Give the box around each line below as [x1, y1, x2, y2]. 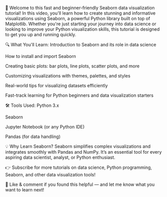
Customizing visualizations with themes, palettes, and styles [5, 73, 131, 79]
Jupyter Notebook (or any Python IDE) [5, 124, 85, 129]
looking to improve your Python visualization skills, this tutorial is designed [5, 26, 160, 32]
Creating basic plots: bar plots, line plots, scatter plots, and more [5, 63, 140, 69]
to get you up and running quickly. [5, 32, 77, 37]
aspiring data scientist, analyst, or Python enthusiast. [5, 154, 116, 160]
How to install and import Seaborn [5, 53, 77, 59]
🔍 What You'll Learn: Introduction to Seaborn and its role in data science [5, 42, 156, 47]
